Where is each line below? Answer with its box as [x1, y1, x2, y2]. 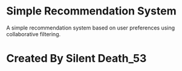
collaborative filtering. [6, 30, 61, 37]
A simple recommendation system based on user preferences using [6, 24, 175, 31]
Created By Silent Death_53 [6, 52, 147, 66]
